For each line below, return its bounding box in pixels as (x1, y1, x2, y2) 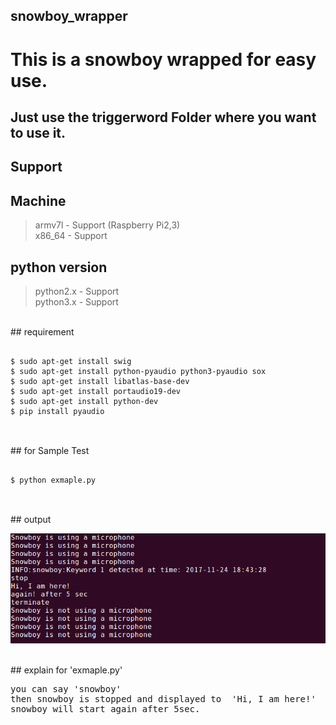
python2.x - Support (34, 285, 120, 297)
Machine (10, 192, 67, 209)
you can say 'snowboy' (10, 684, 122, 695)
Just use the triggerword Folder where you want (10, 109, 317, 126)
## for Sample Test (10, 444, 90, 456)
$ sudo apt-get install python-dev (10, 396, 159, 406)
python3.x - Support (34, 295, 119, 308)
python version (10, 259, 108, 276)
